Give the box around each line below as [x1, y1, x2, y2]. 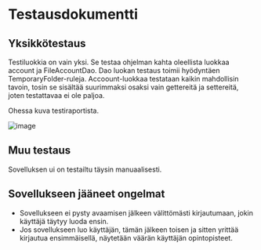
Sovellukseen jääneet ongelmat [8, 187, 165, 201]
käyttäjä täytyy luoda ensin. [19, 216, 109, 226]
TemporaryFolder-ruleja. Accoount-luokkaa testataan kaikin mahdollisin [8, 74, 239, 83]
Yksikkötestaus [8, 37, 86, 50]
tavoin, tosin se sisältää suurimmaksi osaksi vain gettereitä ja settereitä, [8, 82, 239, 92]
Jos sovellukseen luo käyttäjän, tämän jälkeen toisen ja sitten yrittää [19, 225, 239, 234]
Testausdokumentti [8, 5, 139, 24]
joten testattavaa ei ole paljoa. [8, 91, 105, 100]
